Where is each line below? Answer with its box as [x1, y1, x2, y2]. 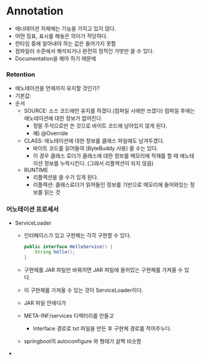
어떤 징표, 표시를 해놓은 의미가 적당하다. [14, 32, 108, 40]
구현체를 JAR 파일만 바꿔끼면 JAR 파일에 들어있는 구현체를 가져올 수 [23, 266, 183, 274]
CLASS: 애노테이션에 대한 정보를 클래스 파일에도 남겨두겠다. [23, 137, 165, 145]
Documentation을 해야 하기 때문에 [14, 55, 97, 62]
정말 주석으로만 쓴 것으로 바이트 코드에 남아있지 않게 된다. [32, 122, 167, 130]
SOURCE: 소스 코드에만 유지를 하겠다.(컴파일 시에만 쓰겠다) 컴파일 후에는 [23, 107, 195, 115]
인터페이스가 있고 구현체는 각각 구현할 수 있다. [23, 231, 131, 238]
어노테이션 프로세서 [6, 205, 59, 214]
